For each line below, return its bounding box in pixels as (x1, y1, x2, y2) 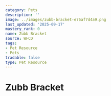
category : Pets (5, 7, 38, 13)
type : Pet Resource (5, 60, 47, 65)
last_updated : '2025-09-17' (5, 21, 65, 27)
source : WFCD (5, 36, 33, 41)
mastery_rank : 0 (5, 27, 40, 32)
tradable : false (5, 55, 40, 60)
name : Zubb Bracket (5, 31, 47, 36)
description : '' (5, 12, 40, 17)
